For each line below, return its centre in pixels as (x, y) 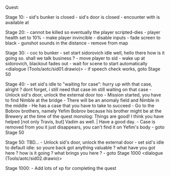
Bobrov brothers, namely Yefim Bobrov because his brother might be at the (83, 111)
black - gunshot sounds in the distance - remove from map (67, 43)
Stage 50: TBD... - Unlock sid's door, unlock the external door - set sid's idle (85, 142)
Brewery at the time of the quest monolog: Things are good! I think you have (85, 116)
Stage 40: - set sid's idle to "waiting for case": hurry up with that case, (79, 84)
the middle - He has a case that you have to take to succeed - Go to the (80, 105)
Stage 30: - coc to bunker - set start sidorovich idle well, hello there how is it (85, 53)
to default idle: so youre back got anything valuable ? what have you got (80, 148)
